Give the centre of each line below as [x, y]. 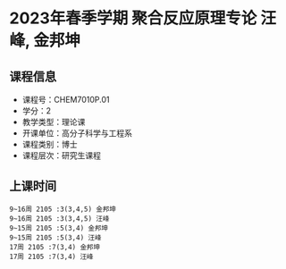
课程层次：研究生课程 [61, 156]
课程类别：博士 [50, 144]
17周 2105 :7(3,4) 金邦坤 [55, 247]
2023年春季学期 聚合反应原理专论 [133, 18]
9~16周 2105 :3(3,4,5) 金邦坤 [63, 209]
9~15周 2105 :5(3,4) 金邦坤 [59, 228]
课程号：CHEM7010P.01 [66, 100]
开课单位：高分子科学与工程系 [77, 133]
